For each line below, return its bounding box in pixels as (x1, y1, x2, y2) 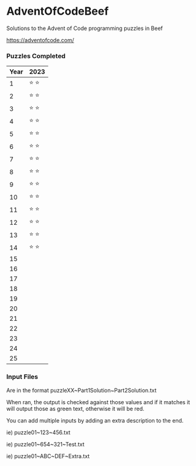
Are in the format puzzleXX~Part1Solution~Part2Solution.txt (6, 386, 157, 394)
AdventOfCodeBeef (6, 4, 109, 18)
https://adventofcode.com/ (6, 36, 75, 43)
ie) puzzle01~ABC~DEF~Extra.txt (6, 452, 90, 460)
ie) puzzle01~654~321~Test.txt (6, 440, 85, 448)
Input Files (6, 372, 39, 381)
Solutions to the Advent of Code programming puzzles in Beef (6, 24, 164, 32)
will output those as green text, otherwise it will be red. (6, 405, 145, 412)
